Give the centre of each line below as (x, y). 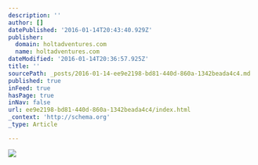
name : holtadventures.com (58, 52)
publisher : (26, 37)
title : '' (24, 66)
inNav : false (29, 102)
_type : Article (33, 124)
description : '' (35, 15)
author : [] (26, 23)
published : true (35, 81)
